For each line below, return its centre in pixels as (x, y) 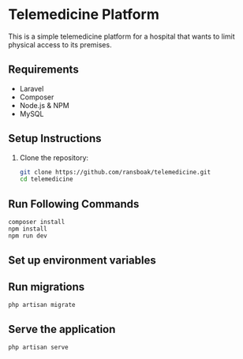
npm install (28, 229)
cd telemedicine (46, 179)
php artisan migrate (42, 305)
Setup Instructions (55, 138)
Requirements (43, 70)
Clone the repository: (54, 157)
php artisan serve (38, 348)
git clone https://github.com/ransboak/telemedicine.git (115, 172)
